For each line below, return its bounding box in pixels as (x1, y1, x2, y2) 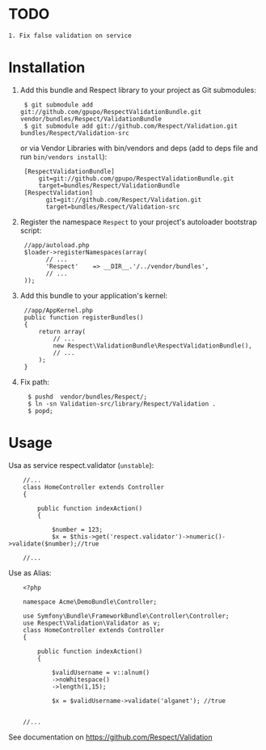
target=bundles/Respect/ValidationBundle (38, 181, 180, 190)
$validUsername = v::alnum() (51, 668, 150, 676)
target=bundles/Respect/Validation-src (45, 203, 180, 211)
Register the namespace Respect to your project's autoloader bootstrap (19, 217, 257, 226)
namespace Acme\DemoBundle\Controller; (23, 597, 158, 606)
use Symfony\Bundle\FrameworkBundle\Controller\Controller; (23, 612, 230, 620)
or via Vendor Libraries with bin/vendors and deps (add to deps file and (19, 143, 259, 153)
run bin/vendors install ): (19, 151, 108, 162)
